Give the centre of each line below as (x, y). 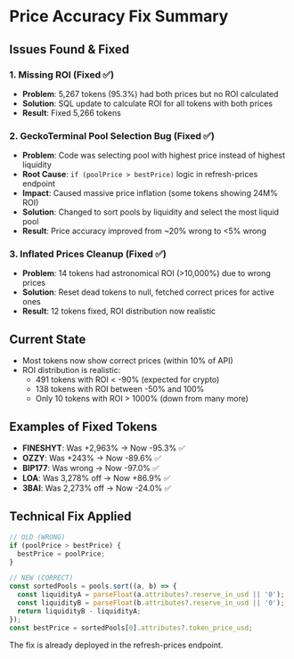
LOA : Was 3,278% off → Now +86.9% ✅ (96, 478)
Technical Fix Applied (70, 517)
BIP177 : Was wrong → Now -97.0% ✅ (91, 468)
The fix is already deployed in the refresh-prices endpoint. (116, 645)
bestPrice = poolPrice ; (61, 554)
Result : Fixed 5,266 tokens (72, 112)
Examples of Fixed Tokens (83, 426)
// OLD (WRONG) (37, 537)
